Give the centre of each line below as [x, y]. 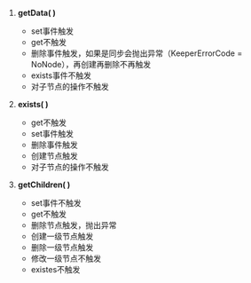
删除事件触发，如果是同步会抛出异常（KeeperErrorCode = [137, 53]
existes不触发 [55, 269]
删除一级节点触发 [62, 247]
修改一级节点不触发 [66, 258]
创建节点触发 [54, 156]
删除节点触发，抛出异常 [74, 225]
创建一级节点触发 [62, 236]
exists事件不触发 [61, 75]
